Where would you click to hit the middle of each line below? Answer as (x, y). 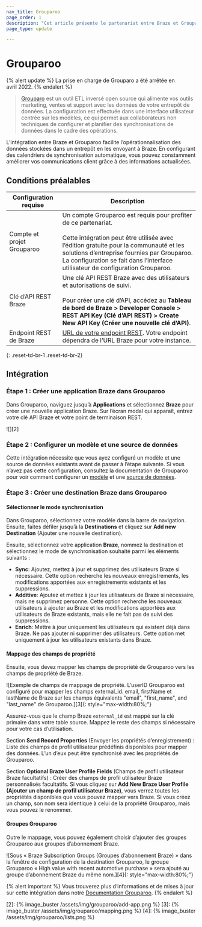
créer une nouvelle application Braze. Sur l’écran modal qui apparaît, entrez (99, 411)
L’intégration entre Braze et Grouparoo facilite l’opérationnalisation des (94, 142)
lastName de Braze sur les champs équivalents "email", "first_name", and (97, 698)
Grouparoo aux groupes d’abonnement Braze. (63, 843)
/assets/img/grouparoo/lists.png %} (50, 917)
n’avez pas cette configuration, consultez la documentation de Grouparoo (97, 470)
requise (33, 205)
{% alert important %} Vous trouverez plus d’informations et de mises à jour (100, 886)
